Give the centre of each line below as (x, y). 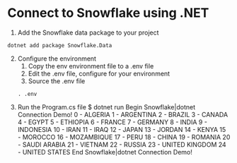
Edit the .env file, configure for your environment (99, 73)
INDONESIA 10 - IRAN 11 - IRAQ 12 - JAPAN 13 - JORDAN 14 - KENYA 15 (122, 129)
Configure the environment (57, 59)
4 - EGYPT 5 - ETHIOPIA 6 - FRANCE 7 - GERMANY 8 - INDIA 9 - (112, 122)
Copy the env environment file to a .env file (91, 66)
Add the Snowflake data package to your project (88, 32)
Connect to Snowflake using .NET (108, 13)
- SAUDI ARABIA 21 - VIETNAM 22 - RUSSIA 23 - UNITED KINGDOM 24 (122, 144)
